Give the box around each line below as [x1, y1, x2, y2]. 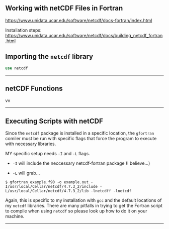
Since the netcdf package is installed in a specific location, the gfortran [5, 130, 154, 136]
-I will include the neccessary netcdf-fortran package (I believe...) [12, 160, 150, 166]
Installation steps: [5, 27, 42, 33]
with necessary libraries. [5, 141, 56, 147]
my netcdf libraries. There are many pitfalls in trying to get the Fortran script [5, 203, 162, 209]
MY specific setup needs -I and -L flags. [5, 151, 91, 157]
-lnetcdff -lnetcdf [91, 188, 132, 194]
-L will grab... [12, 170, 40, 176]
